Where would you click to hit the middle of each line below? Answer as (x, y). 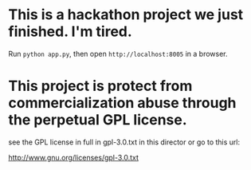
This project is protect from (100, 86)
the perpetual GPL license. (98, 120)
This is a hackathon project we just (126, 15)
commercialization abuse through (122, 103)
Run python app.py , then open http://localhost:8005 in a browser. (118, 53)
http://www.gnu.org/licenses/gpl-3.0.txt (74, 157)
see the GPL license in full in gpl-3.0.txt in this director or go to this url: (124, 142)
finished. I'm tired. (71, 32)
